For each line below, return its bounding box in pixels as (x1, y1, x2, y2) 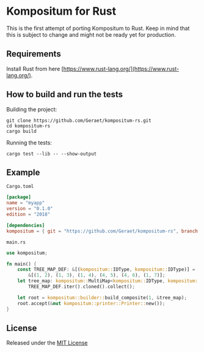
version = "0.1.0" (6, 206, 53, 212)
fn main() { (6, 261, 37, 267)
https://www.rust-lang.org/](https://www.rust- (63, 65, 179, 72)
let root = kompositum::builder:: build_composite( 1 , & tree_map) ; (17, 294, 188, 301)
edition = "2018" (6, 211, 51, 217)
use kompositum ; (6, 250, 48, 256)
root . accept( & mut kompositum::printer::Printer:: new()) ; (17, 300, 166, 307)
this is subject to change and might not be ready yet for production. (6, 31, 176, 38)
